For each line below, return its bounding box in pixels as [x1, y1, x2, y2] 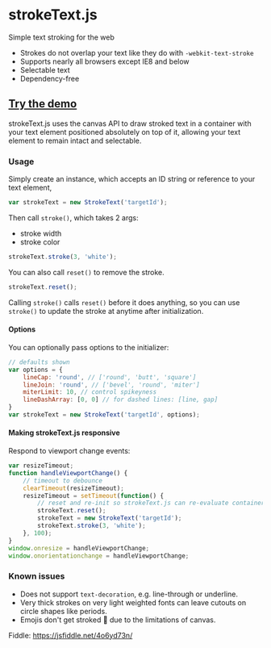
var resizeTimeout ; [8, 462, 74, 470]
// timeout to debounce [23, 476, 103, 485]
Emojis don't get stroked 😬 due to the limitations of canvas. [19, 615, 216, 625]
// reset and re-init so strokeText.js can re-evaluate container [37, 499, 265, 508]
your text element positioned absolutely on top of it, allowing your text [8, 127, 241, 136]
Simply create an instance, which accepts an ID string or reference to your [8, 174, 256, 184]
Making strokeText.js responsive [8, 428, 121, 437]
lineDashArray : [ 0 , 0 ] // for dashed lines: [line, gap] [23, 395, 219, 404]
